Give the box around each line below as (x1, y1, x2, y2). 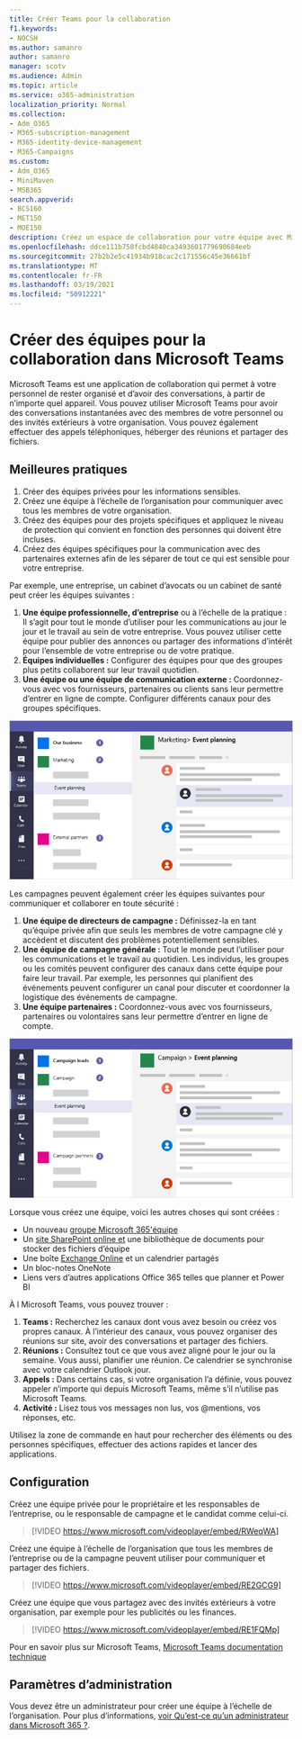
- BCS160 (9, 204, 42, 213)
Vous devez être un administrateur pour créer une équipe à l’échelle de (9, 1701, 272, 1712)
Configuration (9, 1474, 90, 1490)
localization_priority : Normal (9, 100, 127, 109)
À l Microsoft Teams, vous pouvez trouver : (9, 1299, 169, 1310)
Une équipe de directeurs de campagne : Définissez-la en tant (22, 915, 257, 926)
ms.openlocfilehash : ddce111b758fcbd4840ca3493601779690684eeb (9, 242, 252, 251)
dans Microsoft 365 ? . (9, 1720, 91, 1731)
